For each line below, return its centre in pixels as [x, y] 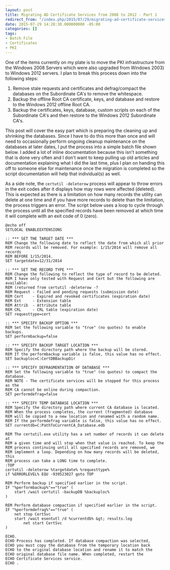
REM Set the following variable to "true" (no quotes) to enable [75, 327]
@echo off [16, 225]
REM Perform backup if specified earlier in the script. [67, 483]
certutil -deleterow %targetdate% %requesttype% [57, 470]
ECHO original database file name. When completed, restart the [74, 554]
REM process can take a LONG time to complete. [56, 461]
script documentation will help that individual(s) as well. [63, 174]
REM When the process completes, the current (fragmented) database [79, 412]
